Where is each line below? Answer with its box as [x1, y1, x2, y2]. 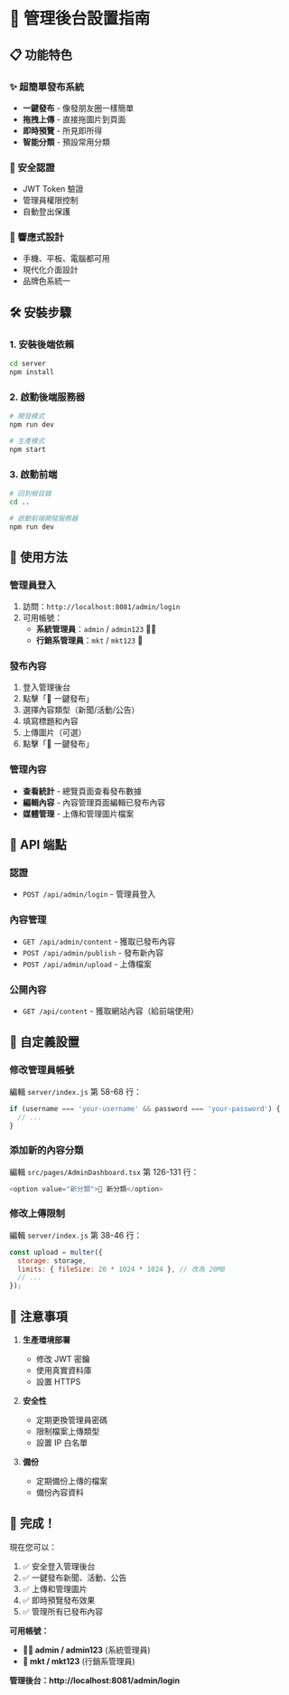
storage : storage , [17, 1256, 88, 1266]
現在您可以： [9, 1541, 57, 1552]
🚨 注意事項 [9, 1308, 68, 1324]
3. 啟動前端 [9, 467, 58, 480]
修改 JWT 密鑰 [35, 1353, 90, 1365]
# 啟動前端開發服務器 [9, 513, 79, 523]
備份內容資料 [35, 1487, 84, 1498]
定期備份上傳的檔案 [35, 1475, 108, 1487]
